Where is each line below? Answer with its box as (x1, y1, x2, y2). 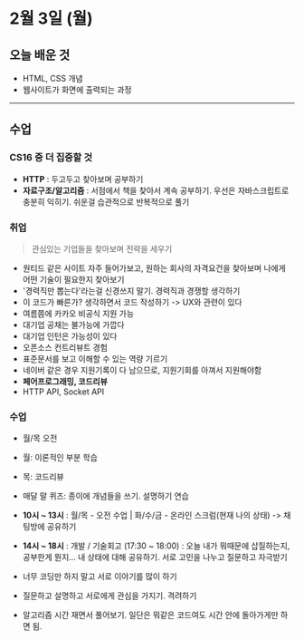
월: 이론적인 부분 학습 (22, 452, 98, 463)
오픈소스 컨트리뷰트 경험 (22, 342, 109, 353)
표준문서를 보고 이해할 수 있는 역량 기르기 (22, 353, 168, 364)
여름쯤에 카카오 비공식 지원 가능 (22, 307, 134, 318)
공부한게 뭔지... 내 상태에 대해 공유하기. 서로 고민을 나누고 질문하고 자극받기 (22, 552, 288, 563)
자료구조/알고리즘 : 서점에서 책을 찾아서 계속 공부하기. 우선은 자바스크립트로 (22, 185, 290, 196)
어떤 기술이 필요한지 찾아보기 (22, 274, 125, 285)
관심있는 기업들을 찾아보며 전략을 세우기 (31, 243, 173, 254)
